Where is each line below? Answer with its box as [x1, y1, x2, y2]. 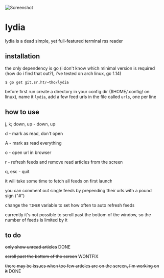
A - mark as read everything [5, 140, 62, 146]
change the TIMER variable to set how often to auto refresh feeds [5, 202, 135, 208]
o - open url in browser [5, 150, 51, 155]
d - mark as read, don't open [5, 130, 63, 136]
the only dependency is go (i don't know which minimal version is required [5, 65, 155, 71]
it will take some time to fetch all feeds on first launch [5, 178, 113, 184]
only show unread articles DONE [5, 244, 71, 250]
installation [5, 52, 40, 61]
